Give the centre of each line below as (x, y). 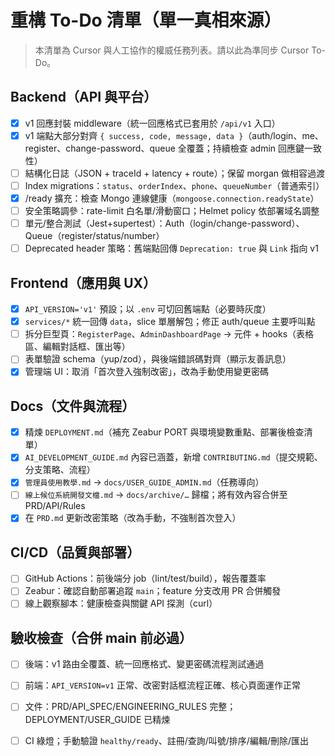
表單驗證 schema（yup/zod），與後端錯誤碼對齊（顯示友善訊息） (158, 359)
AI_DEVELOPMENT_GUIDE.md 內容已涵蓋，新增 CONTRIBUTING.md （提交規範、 (173, 457)
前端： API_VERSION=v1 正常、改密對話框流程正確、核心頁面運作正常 (162, 685)
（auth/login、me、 (283, 135)
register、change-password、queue (100, 148)
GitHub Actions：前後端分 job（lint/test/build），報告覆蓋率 (145, 578)
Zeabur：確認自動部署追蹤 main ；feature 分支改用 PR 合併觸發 (153, 591)
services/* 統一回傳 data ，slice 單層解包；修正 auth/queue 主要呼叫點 (170, 322)
